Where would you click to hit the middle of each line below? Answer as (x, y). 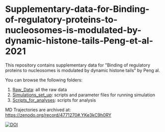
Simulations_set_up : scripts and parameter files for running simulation (84, 95)
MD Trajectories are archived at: (38, 110)
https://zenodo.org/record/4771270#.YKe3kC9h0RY (58, 115)
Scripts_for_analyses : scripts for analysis (54, 100)
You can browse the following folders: (44, 80)
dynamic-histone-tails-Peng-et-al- (79, 41)
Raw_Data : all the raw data (40, 89)
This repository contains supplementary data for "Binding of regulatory (78, 65)
